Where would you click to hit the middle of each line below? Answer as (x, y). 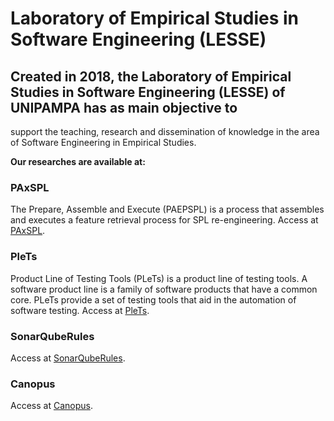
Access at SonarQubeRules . (68, 358)
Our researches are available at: (78, 161)
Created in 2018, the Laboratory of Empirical (151, 76)
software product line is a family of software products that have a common (164, 289)
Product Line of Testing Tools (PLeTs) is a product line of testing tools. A (159, 278)
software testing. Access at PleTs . (80, 310)
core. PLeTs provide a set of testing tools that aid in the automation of (153, 299)
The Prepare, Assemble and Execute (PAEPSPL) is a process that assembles (167, 209)
